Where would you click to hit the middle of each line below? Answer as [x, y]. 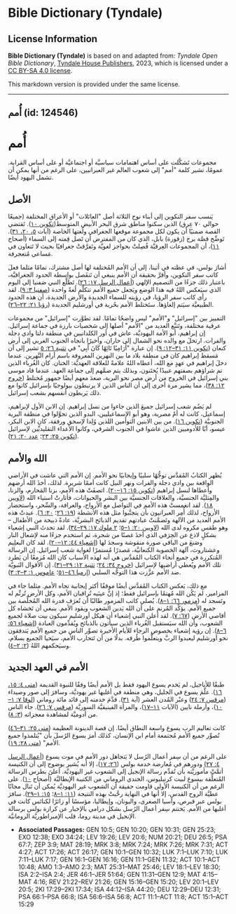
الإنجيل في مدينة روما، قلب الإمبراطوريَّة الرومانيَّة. [72, 816]
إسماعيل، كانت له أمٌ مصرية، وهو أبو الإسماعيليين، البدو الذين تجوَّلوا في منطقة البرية [117, 414]
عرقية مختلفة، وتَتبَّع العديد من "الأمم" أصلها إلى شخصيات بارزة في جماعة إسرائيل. [114, 326]
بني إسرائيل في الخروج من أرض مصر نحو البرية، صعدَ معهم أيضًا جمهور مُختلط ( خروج [118, 378]
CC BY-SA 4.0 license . [40, 71]
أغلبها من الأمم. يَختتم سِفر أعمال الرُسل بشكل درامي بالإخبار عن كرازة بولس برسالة [117, 808]
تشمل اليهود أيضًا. [31, 178]
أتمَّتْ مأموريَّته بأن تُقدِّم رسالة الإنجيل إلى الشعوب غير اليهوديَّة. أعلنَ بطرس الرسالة [116, 771]
